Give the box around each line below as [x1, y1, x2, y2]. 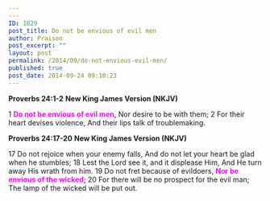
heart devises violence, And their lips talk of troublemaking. [8, 117, 206, 127]
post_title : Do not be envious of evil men [8, 27, 157, 35]
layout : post [8, 49, 52, 57]
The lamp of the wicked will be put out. [8, 183, 138, 193]
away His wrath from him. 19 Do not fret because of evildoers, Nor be [8, 166, 239, 175]
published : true [8, 64, 63, 72]
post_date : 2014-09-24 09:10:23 [8, 72, 117, 80]
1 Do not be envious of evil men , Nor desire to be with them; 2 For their [8, 109, 245, 119]
